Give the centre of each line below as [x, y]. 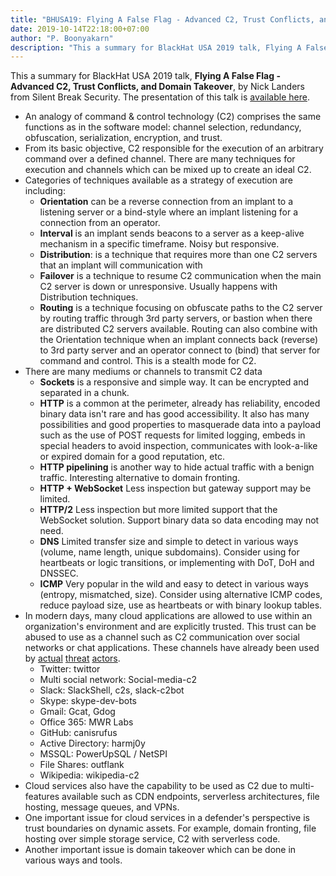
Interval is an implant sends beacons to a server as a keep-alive [172, 233]
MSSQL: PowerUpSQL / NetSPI [103, 754]
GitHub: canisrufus [78, 733]
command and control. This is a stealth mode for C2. [148, 361]
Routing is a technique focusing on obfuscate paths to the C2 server [181, 308]
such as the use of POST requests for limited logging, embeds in [172, 435]
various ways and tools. [73, 860]
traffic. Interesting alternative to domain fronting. [140, 478]
